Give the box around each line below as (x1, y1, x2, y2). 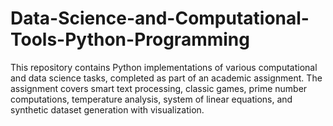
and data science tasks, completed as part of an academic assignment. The (10, 72, 323, 84)
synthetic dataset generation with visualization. (10, 103, 205, 116)
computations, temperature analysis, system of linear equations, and (10, 93, 293, 105)
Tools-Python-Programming (10, 28, 250, 51)
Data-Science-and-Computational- (10, 7, 310, 30)
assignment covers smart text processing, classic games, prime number (10, 82, 308, 94)
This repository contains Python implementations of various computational (10, 61, 318, 73)
